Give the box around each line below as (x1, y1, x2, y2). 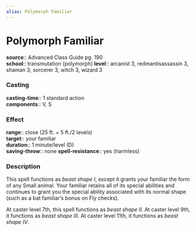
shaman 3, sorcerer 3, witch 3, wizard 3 (6, 66, 103, 73)
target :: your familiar (6, 135, 56, 142)
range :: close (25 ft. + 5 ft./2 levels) (6, 129, 93, 136)
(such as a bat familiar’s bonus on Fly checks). (6, 194, 119, 201)
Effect (6, 115, 24, 123)
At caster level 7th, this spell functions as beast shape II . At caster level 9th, (6, 206, 191, 213)
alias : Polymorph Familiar (6, 8, 73, 15)
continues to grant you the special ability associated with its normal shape (6, 188, 187, 196)
